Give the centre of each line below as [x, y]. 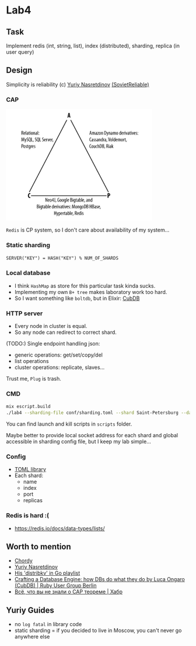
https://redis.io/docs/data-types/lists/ [60, 528]
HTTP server [24, 313]
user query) [20, 52]
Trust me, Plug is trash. [34, 378]
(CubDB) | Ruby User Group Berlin [55, 586]
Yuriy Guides [30, 610]
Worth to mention [38, 546]
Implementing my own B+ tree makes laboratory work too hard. [91, 292]
